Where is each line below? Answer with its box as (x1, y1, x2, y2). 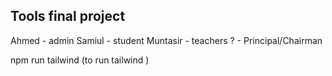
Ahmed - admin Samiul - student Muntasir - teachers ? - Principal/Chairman (10, 34, 323, 46)
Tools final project (10, 8, 126, 25)
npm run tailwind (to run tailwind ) (10, 54, 150, 66)
